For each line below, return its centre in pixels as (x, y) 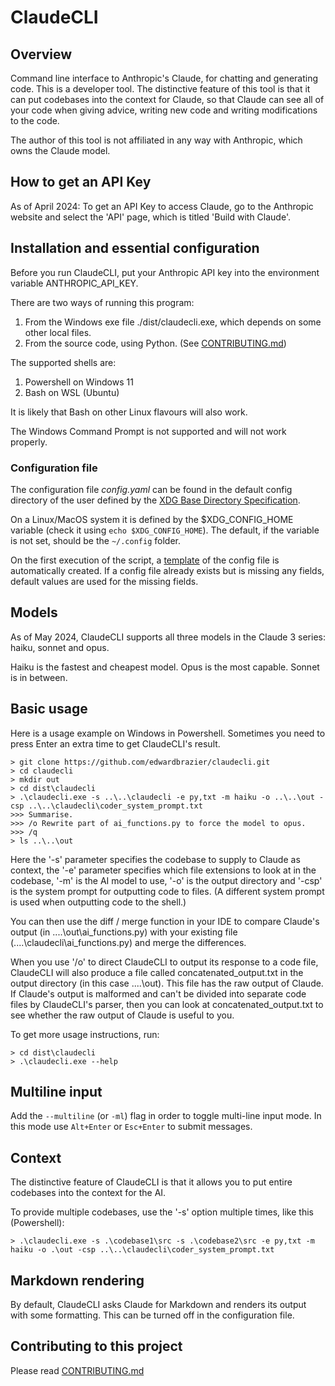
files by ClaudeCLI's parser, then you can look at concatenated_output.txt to (167, 1004)
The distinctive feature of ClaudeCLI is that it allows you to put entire (151, 1182)
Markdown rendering (77, 1280)
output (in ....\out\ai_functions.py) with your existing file (124, 932)
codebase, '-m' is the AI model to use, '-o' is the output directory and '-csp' (166, 880)
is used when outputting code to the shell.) (98, 902)
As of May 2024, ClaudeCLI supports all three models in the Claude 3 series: (168, 637)
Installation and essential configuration (135, 248)
